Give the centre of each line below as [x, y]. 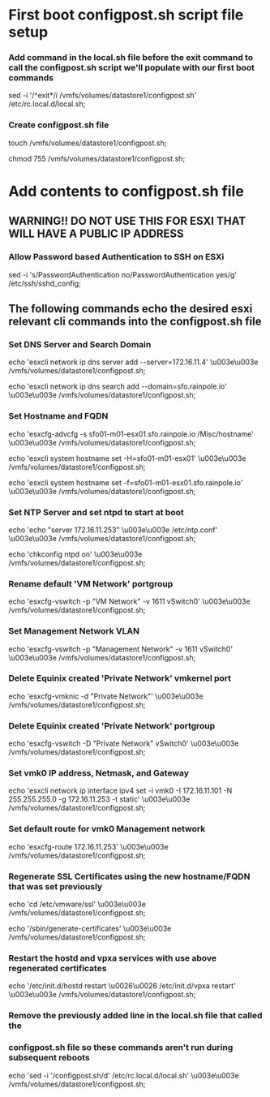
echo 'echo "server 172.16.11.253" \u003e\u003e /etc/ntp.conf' [113, 530]
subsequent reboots [49, 1058]
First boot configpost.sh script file [126, 15]
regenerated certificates [58, 968]
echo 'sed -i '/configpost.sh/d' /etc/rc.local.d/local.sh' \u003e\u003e [124, 1075]
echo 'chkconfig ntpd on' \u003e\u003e [75, 554]
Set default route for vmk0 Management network [107, 829]
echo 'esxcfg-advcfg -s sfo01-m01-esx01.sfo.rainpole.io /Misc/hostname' [131, 434]
